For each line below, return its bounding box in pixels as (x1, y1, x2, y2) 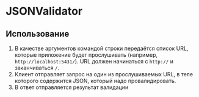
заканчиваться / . (14, 64, 59, 71)
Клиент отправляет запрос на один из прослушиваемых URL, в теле (14, 71, 194, 77)
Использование (5, 29, 70, 39)
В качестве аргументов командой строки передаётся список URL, (14, 45, 189, 52)
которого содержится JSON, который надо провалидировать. (14, 77, 176, 84)
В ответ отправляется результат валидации (14, 84, 129, 91)
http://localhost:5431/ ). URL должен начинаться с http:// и (14, 58, 173, 65)
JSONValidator (5, 4, 83, 18)
